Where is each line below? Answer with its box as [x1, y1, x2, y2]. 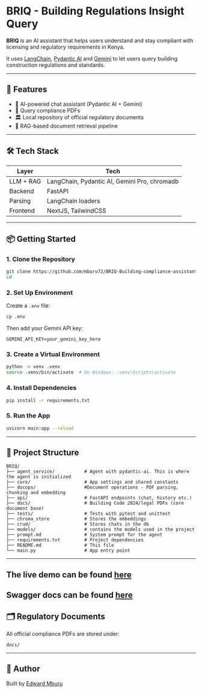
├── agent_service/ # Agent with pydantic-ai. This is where [6, 469, 189, 475]
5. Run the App [6, 411, 50, 420]
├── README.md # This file [6, 543, 114, 549]
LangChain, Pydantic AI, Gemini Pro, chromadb [47, 177, 179, 185]
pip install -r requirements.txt [6, 397, 90, 404]
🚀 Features [6, 84, 47, 94]
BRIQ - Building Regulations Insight [6, 4, 185, 18]
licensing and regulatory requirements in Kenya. [6, 43, 125, 51]
